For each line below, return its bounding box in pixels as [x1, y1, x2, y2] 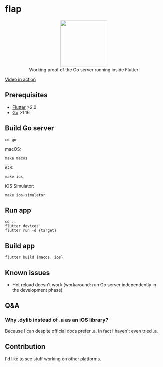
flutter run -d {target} [5, 228, 57, 233]
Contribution [5, 342, 46, 351]
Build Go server [5, 124, 54, 133]
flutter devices [5, 224, 39, 229]
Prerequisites [5, 91, 48, 99]
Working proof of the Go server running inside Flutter [29, 66, 139, 73]
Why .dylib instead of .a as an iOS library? [5, 316, 109, 323]
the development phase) [12, 287, 63, 293]
